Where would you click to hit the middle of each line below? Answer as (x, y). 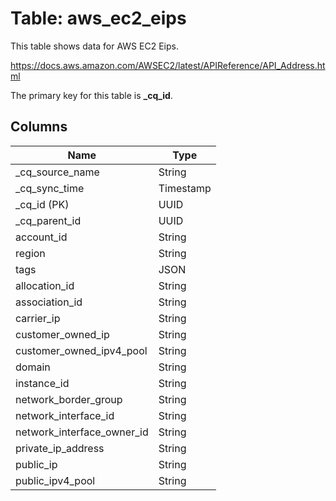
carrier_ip (38, 318)
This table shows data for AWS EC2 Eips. (94, 46)
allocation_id (45, 285)
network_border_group (69, 399)
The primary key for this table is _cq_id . (91, 95)
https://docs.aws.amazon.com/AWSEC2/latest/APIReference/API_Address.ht (168, 65)
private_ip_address (60, 448)
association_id (49, 302)
